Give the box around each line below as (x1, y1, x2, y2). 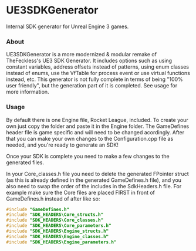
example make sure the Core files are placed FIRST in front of (6, 189, 156, 196)
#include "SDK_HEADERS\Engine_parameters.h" (6, 239, 117, 245)
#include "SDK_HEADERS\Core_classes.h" (6, 218, 104, 223)
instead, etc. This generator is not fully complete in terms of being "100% (6, 76, 183, 83)
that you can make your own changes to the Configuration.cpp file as (6, 135, 174, 142)
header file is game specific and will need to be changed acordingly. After (6, 128, 185, 135)
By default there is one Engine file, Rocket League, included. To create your (6, 116, 189, 123)
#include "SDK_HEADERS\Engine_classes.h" (6, 233, 109, 239)
